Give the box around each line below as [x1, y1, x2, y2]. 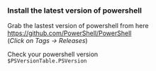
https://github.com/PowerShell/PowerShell [7, 29, 132, 37]
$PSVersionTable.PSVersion [7, 58, 87, 65]
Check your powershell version [7, 50, 99, 58]
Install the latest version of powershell [7, 6, 142, 15]
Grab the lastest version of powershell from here [7, 22, 149, 30]
